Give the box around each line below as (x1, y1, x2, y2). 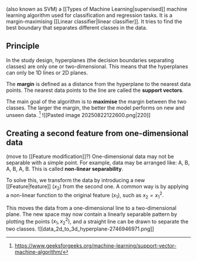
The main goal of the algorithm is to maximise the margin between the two (6, 98, 186, 105)
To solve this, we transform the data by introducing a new (6, 177, 145, 184)
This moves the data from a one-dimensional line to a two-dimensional (6, 204, 177, 211)
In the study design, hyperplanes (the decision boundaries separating (6, 56, 174, 64)
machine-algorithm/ (14, 248, 63, 255)
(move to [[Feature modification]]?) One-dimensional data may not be (6, 153, 174, 160)
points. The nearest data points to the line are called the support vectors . (6, 87, 184, 94)
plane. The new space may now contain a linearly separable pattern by (6, 211, 178, 218)
